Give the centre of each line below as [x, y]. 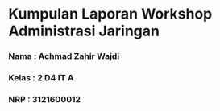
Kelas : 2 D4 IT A [41, 78]
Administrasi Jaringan [84, 31]
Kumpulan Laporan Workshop [110, 14]
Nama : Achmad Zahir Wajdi [64, 56]
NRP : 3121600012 [45, 99]
